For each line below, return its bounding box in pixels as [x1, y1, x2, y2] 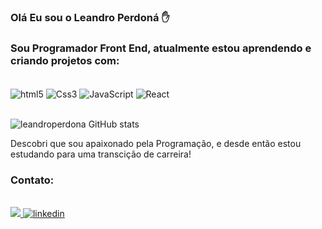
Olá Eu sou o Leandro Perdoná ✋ [10, 10, 170, 24]
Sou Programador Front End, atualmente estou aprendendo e [10, 41, 312, 55]
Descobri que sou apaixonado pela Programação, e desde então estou [10, 137, 302, 149]
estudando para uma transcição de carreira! [10, 148, 192, 160]
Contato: [10, 173, 55, 187]
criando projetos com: [10, 53, 120, 67]
